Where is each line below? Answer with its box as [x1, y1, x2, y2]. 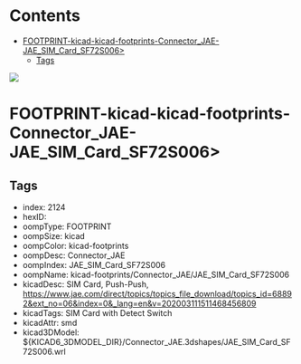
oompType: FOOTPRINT [22, 221, 112, 232]
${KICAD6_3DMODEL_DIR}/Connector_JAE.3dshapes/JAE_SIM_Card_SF [22, 336, 291, 347]
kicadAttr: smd [22, 317, 78, 328]
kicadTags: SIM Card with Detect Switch [22, 307, 173, 318]
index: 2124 [22, 201, 66, 213]
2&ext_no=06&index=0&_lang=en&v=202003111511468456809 [22, 298, 257, 309]
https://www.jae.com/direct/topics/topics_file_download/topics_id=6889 [22, 288, 292, 299]
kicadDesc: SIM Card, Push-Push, [22, 278, 149, 290]
